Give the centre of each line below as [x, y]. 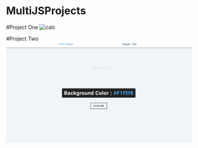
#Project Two [22, 38]
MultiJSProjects [46, 11]
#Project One [22, 27]
